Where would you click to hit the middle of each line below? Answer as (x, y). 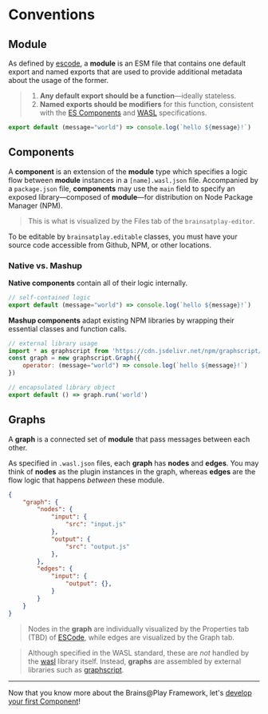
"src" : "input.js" (96, 525)
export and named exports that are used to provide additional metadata (126, 72)
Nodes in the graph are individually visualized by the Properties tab (138, 629)
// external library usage (53, 343)
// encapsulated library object (62, 388)
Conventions (52, 15)
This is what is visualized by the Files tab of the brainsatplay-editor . (141, 220)
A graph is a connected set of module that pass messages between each (129, 439)
